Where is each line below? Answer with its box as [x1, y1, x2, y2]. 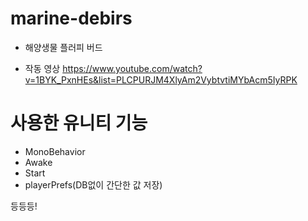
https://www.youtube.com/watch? [62, 62, 203, 74]
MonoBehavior [24, 145, 86, 157]
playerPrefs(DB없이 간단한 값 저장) [24, 178, 163, 191]
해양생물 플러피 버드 [24, 41, 103, 53]
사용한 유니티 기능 [10, 112, 148, 135]
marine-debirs [10, 7, 133, 30]
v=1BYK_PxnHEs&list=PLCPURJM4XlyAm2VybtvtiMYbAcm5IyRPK [24, 73, 298, 86]
